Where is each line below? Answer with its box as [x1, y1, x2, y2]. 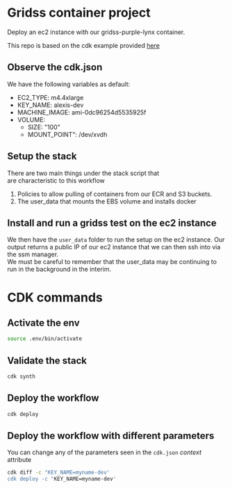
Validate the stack [7, 354, 87, 366]
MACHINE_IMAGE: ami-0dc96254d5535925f [17, 108, 147, 116]
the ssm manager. [7, 250, 59, 258]
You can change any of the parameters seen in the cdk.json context [7, 448, 201, 456]
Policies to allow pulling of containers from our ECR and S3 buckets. [17, 190, 213, 198]
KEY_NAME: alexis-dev [17, 101, 84, 109]
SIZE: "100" [27, 123, 60, 131]
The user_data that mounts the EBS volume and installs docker [17, 197, 197, 206]
